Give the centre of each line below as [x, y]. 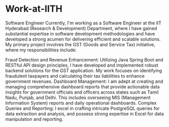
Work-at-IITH [34, 9]
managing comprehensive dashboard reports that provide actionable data [82, 86]
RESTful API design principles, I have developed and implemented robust [82, 65]
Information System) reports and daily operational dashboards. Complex [81, 103]
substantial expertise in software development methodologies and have [80, 34]
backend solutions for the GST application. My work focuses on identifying [84, 70]
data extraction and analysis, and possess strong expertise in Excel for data [84, 114]
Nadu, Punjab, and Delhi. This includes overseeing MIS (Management [78, 98]
